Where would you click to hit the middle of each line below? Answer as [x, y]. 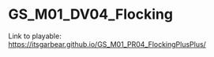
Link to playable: [35, 36]
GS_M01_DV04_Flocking [91, 14]
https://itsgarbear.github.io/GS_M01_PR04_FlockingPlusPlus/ [107, 44]
